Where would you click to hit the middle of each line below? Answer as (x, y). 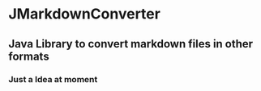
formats (29, 56)
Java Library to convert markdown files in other (131, 44)
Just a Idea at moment (53, 79)
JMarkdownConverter (84, 14)
